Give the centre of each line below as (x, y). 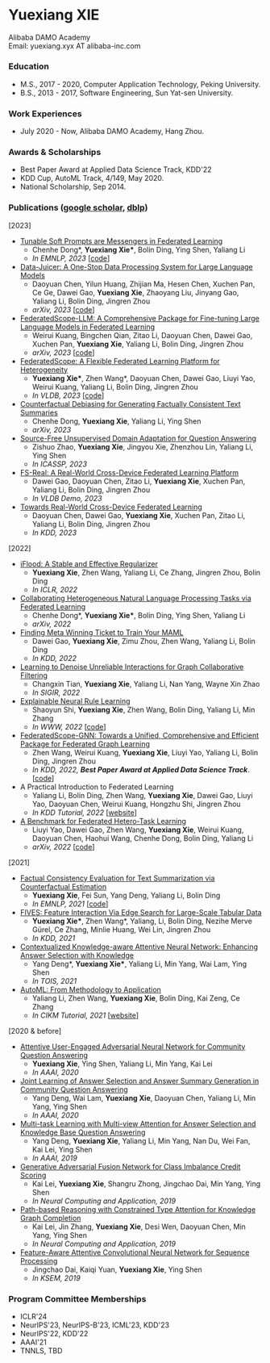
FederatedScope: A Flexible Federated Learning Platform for (120, 361)
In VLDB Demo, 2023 (67, 498)
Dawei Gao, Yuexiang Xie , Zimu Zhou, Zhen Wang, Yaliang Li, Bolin (144, 641)
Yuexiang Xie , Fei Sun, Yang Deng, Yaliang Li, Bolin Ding (126, 895)
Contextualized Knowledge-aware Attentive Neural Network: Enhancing (139, 947)
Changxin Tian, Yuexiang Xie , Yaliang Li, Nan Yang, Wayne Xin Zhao (146, 684)
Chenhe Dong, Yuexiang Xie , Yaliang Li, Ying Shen (116, 421)
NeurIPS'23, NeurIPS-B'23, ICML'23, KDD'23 (95, 1325)
